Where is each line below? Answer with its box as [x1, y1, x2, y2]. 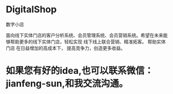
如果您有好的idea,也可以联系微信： [6, 65, 153, 77]
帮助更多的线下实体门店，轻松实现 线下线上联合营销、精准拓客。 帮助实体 [10, 39, 166, 45]
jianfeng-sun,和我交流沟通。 [6, 78, 128, 89]
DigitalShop [6, 4, 57, 15]
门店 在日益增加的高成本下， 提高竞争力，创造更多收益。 [6, 45, 125, 51]
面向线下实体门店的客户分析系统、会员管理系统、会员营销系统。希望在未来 [6, 32, 163, 38]
